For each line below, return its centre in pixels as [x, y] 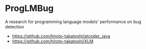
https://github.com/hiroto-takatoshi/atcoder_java [61, 36]
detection [15, 26]
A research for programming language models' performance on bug [73, 22]
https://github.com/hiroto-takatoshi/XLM [53, 41]
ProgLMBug [29, 8]
